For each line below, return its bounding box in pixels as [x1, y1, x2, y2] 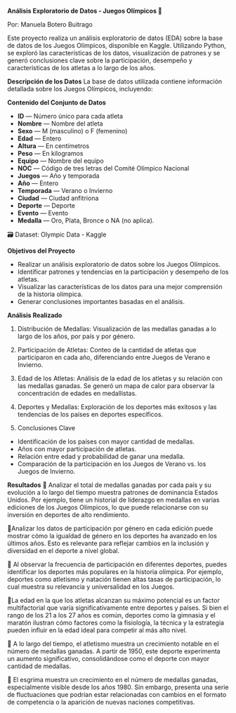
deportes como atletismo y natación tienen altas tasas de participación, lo [7, 575, 221, 583]
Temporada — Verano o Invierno [17, 187, 113, 194]
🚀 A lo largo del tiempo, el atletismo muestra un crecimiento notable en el [7, 639, 219, 648]
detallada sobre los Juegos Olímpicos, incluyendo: [7, 85, 153, 93]
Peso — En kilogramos [17, 149, 84, 157]
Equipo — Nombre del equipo [17, 156, 104, 165]
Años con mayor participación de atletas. [17, 445, 137, 453]
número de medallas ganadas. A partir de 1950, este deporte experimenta [7, 647, 221, 655]
